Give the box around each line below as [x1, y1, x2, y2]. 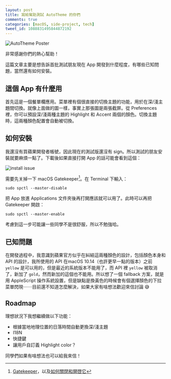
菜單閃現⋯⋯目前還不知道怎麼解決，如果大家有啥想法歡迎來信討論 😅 [5, 284, 150, 290]
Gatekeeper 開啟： [5, 202, 45, 208]
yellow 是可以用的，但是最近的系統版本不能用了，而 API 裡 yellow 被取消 [5, 265, 158, 271]
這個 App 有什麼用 [5, 84, 63, 93]
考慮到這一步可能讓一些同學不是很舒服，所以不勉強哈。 [5, 222, 121, 228]
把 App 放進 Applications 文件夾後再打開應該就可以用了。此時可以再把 [5, 195, 152, 201]
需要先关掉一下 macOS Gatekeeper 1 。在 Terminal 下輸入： [5, 175, 128, 182]
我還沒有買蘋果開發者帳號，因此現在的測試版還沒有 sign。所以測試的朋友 [5, 148, 158, 154]
